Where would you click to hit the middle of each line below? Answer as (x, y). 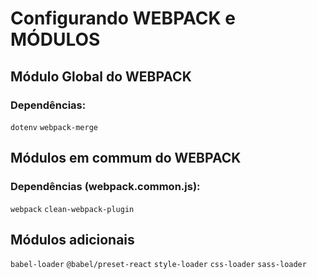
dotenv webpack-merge (54, 127)
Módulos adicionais (72, 239)
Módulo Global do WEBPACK (101, 76)
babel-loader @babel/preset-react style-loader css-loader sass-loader (158, 265)
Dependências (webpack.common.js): (105, 187)
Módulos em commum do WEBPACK (126, 158)
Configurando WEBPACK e (123, 18)
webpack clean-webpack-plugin (72, 209)
